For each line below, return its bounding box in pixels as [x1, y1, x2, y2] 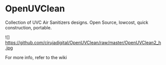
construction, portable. [5, 24, 52, 30]
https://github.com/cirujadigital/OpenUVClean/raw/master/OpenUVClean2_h [5, 39, 162, 45]
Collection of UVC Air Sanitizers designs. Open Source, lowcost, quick [5, 19, 149, 25]
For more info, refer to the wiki [5, 54, 67, 60]
